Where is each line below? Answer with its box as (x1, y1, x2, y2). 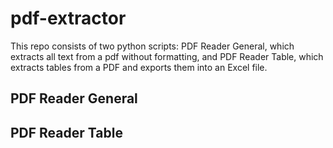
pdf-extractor (10, 7, 127, 30)
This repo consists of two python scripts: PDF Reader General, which (10, 40, 295, 52)
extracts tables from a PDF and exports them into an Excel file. (10, 61, 268, 73)
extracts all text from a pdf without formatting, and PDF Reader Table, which (10, 50, 324, 62)
